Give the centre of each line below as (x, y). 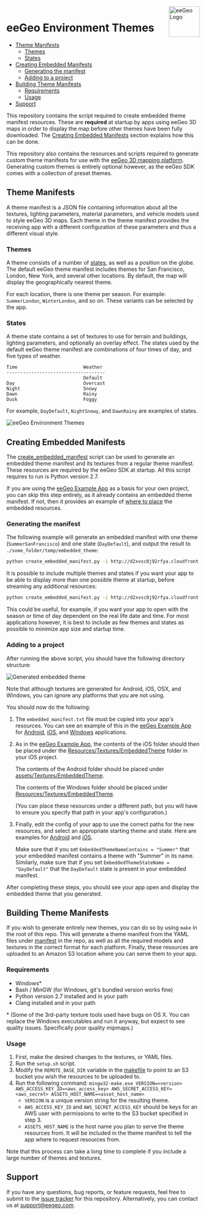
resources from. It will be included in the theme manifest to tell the (108, 1133)
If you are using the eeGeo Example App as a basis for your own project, (98, 488)
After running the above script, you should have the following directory (96, 658)
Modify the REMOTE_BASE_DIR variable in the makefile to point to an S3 (102, 1070)
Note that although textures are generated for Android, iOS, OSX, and (94, 689)
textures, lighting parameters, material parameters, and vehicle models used (103, 214)
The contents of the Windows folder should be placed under (91, 787)
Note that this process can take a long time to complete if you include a (96, 1151)
